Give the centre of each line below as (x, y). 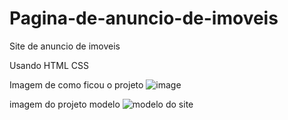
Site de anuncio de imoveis (65, 46)
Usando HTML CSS (49, 65)
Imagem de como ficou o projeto (76, 84)
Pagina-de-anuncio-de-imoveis (144, 18)
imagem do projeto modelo (65, 104)
